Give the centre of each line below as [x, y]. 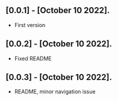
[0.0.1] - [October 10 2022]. [58, 11]
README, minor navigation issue [55, 92]
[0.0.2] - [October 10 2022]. [59, 44]
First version [30, 25]
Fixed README [33, 58]
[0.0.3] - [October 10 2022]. [59, 77]
